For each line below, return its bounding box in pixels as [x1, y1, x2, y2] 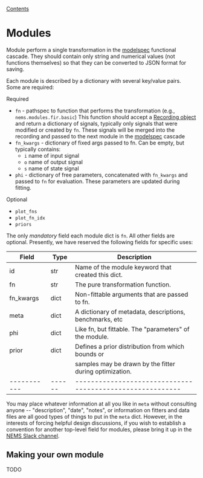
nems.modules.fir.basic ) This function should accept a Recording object [14, 113, 196, 120]
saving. [6, 65, 25, 73]
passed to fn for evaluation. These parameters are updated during [14, 178, 180, 185]
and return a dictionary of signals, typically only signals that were [14, 120, 178, 127]
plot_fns [14, 208, 37, 215]
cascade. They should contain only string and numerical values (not [6, 53, 175, 60]
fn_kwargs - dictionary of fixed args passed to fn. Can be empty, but [14, 139, 184, 146]
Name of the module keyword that [75, 263, 172, 271]
